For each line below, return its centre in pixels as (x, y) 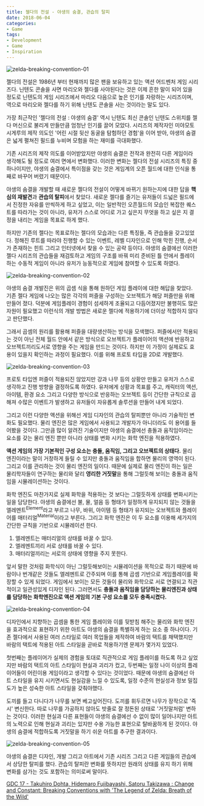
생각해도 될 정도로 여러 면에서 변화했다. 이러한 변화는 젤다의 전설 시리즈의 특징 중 (102, 161)
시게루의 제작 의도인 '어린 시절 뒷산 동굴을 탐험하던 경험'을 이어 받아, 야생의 (95, 132)
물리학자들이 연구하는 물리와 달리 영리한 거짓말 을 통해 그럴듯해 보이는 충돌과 (97, 473)
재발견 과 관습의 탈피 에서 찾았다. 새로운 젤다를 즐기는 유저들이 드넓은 (98, 196)
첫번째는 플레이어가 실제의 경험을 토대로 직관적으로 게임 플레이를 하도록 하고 (97, 658)
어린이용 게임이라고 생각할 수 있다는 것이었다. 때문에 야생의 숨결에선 (108, 673)
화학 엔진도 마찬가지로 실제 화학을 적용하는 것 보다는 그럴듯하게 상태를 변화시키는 (102, 494)
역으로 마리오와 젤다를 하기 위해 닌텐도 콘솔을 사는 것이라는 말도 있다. (88, 104)
